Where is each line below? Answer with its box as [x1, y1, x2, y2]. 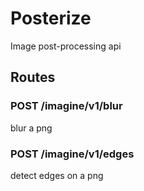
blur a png [10, 122, 53, 134]
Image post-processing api [10, 40, 122, 52]
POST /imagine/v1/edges [10, 147, 135, 161]
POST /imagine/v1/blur [10, 99, 123, 113]
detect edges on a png [10, 169, 104, 181]
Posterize [10, 7, 92, 30]
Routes [10, 69, 56, 86]
